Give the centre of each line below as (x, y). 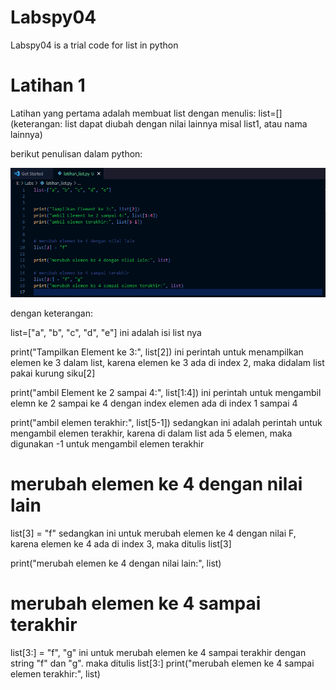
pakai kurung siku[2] (53, 373)
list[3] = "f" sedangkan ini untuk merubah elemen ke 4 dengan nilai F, (153, 533)
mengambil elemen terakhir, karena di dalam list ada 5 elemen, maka (151, 433)
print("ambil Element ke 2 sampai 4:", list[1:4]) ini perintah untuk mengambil (166, 392)
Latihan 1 (48, 85)
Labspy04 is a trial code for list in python (94, 45)
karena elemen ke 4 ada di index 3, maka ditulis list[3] (121, 543)
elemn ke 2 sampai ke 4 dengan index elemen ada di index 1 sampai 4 (154, 403)
